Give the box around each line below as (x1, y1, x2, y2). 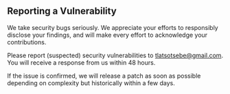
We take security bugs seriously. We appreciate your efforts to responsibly (7, 23, 218, 31)
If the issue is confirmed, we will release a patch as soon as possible (7, 72, 201, 80)
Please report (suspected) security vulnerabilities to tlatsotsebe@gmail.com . (7, 51, 224, 59)
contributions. (7, 37, 47, 46)
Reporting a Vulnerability (7, 5, 117, 17)
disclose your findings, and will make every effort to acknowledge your (7, 31, 208, 39)
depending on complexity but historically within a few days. (7, 78, 175, 87)
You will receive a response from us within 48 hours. (7, 58, 156, 67)
